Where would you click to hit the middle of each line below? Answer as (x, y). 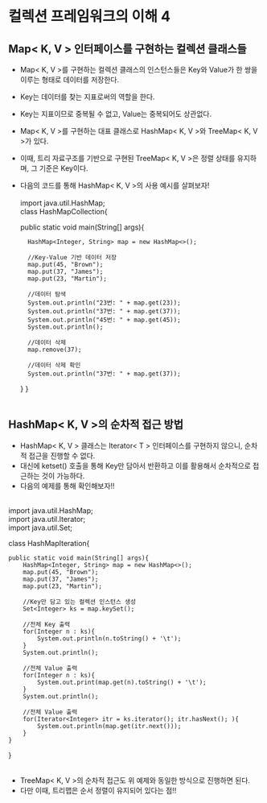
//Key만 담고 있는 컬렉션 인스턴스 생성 (80, 602)
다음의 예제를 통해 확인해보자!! (67, 486)
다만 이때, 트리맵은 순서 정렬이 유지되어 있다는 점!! (98, 790)
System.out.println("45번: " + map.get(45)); (104, 320)
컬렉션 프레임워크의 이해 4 (90, 17)
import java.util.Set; (40, 528)
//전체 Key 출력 (47, 624)
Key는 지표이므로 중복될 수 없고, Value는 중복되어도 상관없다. (116, 114)
